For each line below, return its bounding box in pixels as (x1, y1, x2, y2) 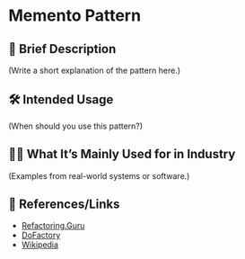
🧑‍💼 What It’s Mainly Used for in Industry (8, 147, 236, 162)
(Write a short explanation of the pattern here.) (8, 65, 181, 76)
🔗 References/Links (8, 197, 120, 212)
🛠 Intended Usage (8, 92, 114, 108)
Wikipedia (21, 239, 59, 250)
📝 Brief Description (8, 41, 117, 57)
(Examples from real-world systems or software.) (8, 170, 190, 181)
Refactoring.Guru (21, 220, 85, 231)
